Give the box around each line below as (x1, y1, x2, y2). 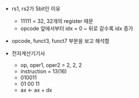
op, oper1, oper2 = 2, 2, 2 (20, 62, 82, 69)
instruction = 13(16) (20, 68, 67, 75)
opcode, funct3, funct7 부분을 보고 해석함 (11, 38, 110, 44)
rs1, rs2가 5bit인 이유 (11, 5, 60, 12)
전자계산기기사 (11, 50, 45, 57)
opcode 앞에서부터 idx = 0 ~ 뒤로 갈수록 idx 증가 (20, 25, 134, 32)
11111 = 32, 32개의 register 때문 (20, 18, 94, 25)
